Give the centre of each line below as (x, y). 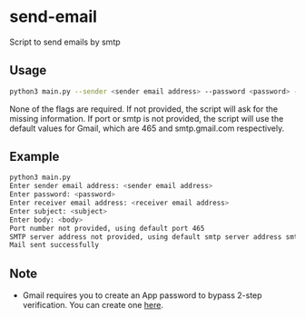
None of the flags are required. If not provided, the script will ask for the (144, 109)
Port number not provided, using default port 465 (107, 228)
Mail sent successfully (54, 245)
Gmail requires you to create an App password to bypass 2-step (142, 295)
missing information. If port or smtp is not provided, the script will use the (147, 118)
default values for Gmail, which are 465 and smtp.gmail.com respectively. (147, 128)
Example (34, 157)
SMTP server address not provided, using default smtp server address (146, 237)
